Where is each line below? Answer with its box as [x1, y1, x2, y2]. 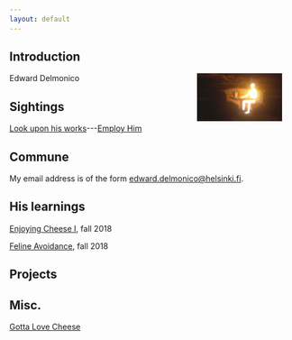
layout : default [9, 14, 70, 23]
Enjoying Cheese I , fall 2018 [9, 223, 113, 234]
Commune [9, 149, 69, 164]
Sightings [9, 99, 65, 115]
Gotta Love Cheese [9, 321, 81, 333]
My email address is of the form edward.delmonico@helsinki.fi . [9, 173, 244, 184]
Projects [9, 267, 58, 282]
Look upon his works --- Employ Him [9, 123, 142, 134]
